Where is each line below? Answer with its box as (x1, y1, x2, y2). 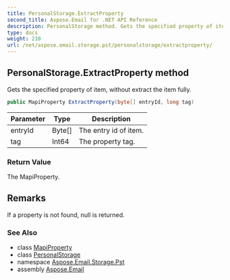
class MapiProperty (16, 244, 73, 252)
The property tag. (78, 136, 136, 146)
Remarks (7, 192, 47, 204)
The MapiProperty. (7, 173, 60, 181)
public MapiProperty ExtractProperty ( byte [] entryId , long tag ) (7, 99, 194, 105)
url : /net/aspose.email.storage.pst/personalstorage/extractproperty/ (7, 42, 213, 49)
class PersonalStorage (16, 251, 81, 259)
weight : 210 (7, 36, 41, 42)
